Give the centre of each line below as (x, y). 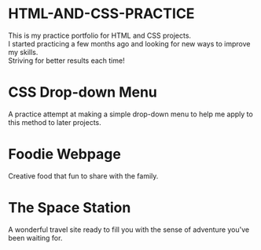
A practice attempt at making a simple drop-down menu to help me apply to (130, 114)
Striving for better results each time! (66, 61)
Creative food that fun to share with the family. (83, 176)
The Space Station (70, 208)
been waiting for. (35, 237)
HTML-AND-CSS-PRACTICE (101, 14)
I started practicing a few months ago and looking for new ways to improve (129, 43)
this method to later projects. (55, 122)
